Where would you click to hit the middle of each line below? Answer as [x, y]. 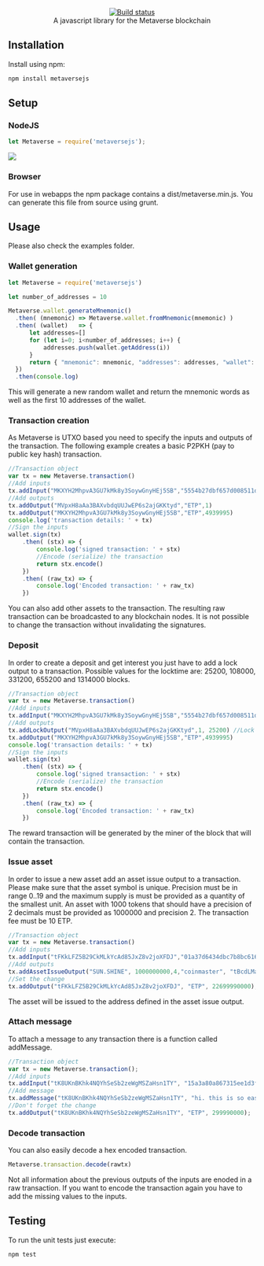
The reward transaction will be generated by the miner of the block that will [130, 833]
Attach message [40, 1021]
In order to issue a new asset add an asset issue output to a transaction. [125, 879]
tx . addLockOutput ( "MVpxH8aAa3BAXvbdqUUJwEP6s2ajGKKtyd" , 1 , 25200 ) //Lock [132, 730]
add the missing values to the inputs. [68, 1197]
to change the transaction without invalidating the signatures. [107, 625]
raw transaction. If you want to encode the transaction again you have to [126, 1188]
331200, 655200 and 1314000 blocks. [69, 679]
